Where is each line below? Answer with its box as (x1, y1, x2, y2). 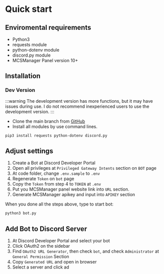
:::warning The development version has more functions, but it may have (5, 98, 153, 104)
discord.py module (12, 52, 51, 58)
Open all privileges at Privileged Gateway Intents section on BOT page (12, 165, 157, 171)
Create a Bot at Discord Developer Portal (12, 160, 96, 166)
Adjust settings (5, 146, 54, 155)
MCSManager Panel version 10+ (12, 58, 78, 63)
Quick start (5, 3, 52, 15)
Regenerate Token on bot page (12, 176, 74, 182)
